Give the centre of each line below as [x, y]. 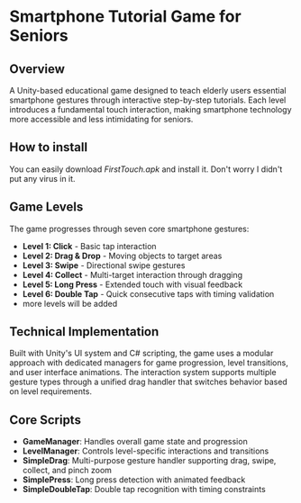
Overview [37, 69]
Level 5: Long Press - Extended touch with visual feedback [132, 284]
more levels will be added [70, 303]
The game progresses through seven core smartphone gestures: [129, 229]
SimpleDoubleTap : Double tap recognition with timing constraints [144, 490]
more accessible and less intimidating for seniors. [101, 119]
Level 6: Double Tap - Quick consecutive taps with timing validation [148, 293]
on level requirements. [51, 391]
